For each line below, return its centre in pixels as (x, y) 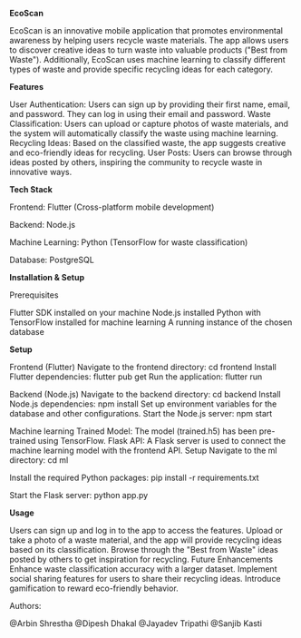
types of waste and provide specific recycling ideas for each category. (141, 69)
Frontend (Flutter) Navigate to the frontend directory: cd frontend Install (143, 367)
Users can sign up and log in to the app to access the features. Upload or (146, 530)
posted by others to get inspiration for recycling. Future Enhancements (141, 559)
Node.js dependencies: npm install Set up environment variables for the (143, 404)
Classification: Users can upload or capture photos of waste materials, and (149, 123)
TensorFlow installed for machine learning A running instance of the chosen (151, 322)
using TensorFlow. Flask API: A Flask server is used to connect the (162, 441)
